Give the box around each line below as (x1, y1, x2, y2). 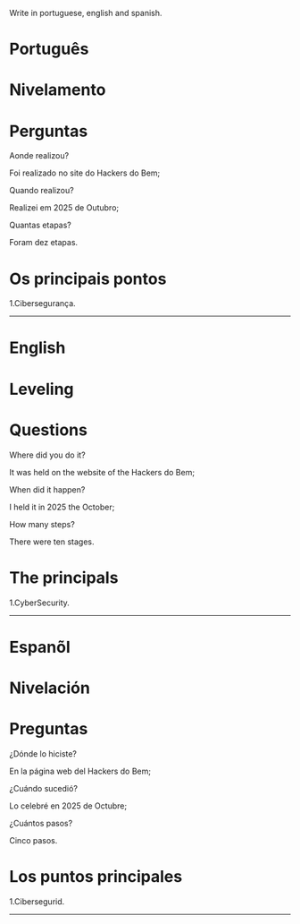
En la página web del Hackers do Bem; (9, 766, 152, 776)
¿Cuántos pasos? (9, 817, 73, 828)
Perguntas (9, 121, 88, 141)
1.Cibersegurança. (9, 298, 76, 309)
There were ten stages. (9, 536, 96, 547)
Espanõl (9, 637, 71, 657)
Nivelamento (9, 80, 106, 100)
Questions (9, 420, 87, 440)
